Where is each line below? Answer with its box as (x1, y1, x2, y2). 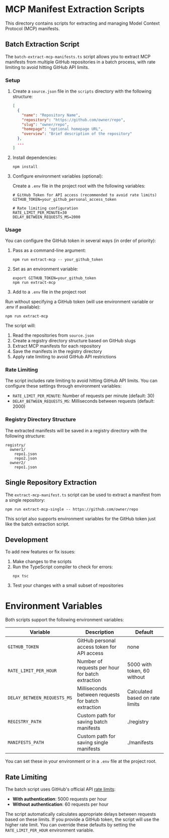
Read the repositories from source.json (12, 332, 94, 338)
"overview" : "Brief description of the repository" (22, 131, 132, 136)
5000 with (127, 661, 152, 668)
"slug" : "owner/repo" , (22, 122, 69, 127)
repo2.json (14, 455, 37, 461)
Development (5, 535, 49, 544)
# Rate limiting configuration (12, 205, 78, 211)
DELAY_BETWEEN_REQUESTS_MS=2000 (12, 214, 80, 219)
